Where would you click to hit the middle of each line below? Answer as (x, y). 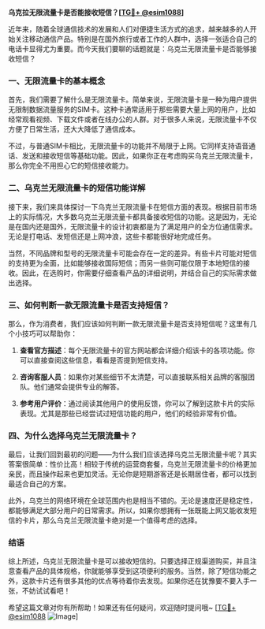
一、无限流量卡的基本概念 (57, 80)
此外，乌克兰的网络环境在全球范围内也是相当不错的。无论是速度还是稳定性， (132, 501)
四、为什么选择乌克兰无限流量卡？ (73, 435)
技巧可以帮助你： (49, 333)
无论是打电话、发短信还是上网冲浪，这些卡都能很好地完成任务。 (112, 236)
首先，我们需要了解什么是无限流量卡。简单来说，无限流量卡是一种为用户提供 (132, 100)
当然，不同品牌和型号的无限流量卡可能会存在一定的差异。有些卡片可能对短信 (132, 253)
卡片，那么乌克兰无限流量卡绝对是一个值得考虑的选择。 (112, 520)
